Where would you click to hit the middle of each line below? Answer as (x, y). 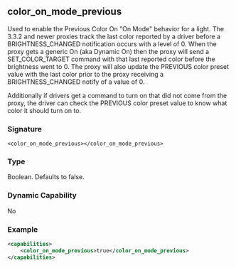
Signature (25, 129)
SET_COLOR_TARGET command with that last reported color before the (111, 59)
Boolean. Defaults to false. (46, 177)
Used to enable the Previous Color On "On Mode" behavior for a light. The (116, 28)
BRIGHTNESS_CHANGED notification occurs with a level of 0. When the (112, 44)
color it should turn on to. (44, 110)
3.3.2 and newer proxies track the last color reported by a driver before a (114, 36)
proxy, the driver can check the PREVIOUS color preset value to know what (117, 103)
